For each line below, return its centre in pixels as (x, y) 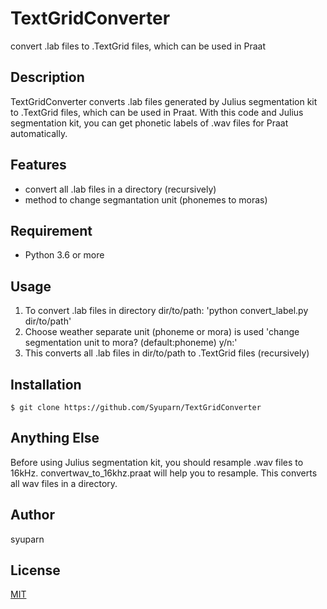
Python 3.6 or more (64, 255)
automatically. (39, 133)
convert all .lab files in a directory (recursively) (120, 189)
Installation (46, 384)
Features (38, 165)
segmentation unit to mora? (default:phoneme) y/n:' (131, 343)
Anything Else (55, 438)
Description (47, 77)
